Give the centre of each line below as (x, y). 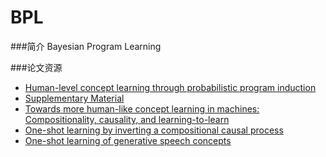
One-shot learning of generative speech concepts (128, 140)
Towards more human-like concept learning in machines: (142, 108)
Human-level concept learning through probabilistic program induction (170, 87)
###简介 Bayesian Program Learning (86, 46)
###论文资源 (36, 67)
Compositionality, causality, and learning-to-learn (127, 119)
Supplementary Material (74, 98)
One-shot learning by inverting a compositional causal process (154, 130)
